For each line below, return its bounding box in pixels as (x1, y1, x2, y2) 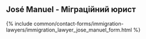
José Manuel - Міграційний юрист (6, 5, 136, 15)
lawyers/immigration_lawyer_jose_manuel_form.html (6, 26, 133, 33)
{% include (6, 20, 33, 27)
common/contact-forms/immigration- (33, 20, 124, 27)
